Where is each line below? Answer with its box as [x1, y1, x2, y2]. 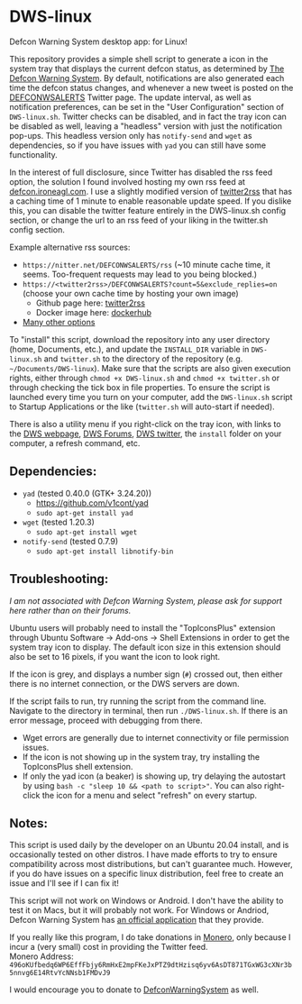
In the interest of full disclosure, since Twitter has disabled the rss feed [9, 167, 273, 178]
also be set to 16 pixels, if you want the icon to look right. [9, 651, 221, 662]
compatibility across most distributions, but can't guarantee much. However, [9, 859, 293, 870]
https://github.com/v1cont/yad [35, 497, 149, 508]
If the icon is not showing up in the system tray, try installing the [22, 751, 260, 762]
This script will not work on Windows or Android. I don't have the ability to [9, 895, 284, 907]
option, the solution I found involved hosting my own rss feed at [9, 176, 246, 187]
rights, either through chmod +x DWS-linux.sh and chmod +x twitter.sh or [9, 372, 280, 383]
